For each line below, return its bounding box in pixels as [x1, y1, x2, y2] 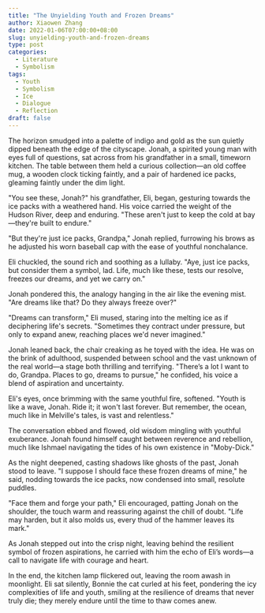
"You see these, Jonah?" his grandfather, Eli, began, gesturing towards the [8, 192, 251, 202]
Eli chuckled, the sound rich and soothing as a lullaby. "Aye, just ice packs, [8, 257, 250, 267]
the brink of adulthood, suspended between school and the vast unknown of [8, 353, 257, 363]
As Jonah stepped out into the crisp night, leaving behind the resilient [8, 538, 234, 548]
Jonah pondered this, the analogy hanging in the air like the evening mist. [8, 289, 247, 298]
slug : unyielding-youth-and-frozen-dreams [8, 33, 150, 42]
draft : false [8, 114, 51, 122]
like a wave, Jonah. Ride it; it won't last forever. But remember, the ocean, [8, 402, 247, 411]
